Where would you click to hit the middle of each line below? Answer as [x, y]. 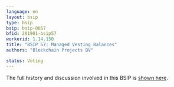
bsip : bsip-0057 [26, 28]
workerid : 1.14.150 [30, 39]
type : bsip [19, 22]
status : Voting [25, 61]
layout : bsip [22, 17]
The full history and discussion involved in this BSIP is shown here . [87, 78]
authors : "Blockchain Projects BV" [50, 50]
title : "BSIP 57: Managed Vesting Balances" [62, 45]
